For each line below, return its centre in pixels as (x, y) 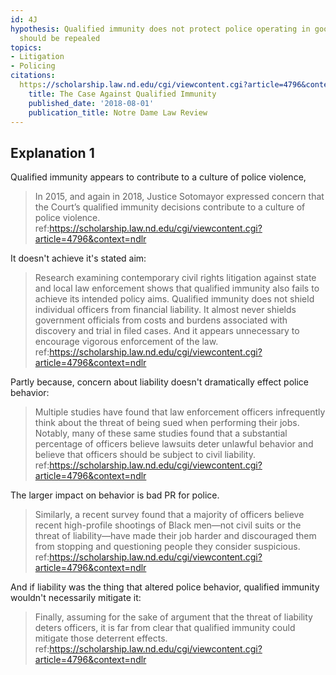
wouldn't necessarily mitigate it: (76, 598)
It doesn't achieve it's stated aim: (78, 258)
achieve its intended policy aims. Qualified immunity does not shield (174, 299)
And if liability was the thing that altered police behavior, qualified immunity (165, 587)
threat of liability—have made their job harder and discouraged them (175, 536)
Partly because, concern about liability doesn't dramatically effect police (159, 382)
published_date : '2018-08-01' (91, 103)
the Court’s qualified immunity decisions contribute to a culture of (170, 207)
